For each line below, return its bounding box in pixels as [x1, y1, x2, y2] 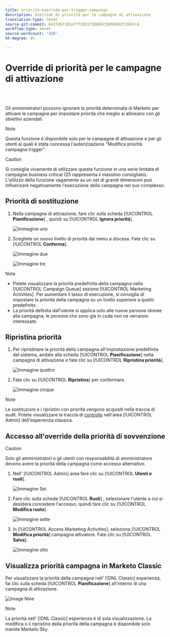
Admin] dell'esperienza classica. [5, 417, 74, 423]
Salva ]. [12, 537, 28, 543]
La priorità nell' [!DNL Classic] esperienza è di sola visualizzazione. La [5, 616, 152, 622]
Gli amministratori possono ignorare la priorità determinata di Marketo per [5, 105, 159, 111]
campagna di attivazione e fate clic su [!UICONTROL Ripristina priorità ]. [12, 357, 164, 363]
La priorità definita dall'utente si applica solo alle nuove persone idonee [12, 307, 162, 313]
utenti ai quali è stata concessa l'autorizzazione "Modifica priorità [5, 141, 143, 147]
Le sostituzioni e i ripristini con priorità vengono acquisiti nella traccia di [5, 406, 155, 412]
